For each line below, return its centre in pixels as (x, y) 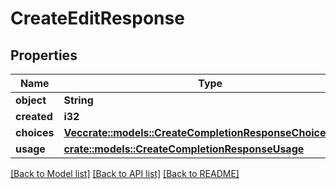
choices (35, 132)
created (34, 116)
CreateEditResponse (97, 18)
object (31, 100)
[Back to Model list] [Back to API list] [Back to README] (125, 173)
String (78, 100)
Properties (44, 55)
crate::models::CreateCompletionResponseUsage (184, 149)
